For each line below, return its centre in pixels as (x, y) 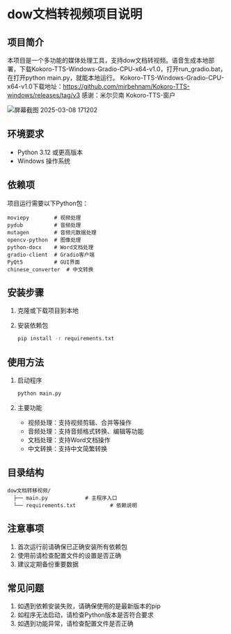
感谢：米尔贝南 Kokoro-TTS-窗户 (129, 95)
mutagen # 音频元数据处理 (52, 232)
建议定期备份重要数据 (48, 564)
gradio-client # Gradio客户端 (51, 255)
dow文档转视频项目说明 (75, 14)
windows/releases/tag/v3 (44, 95)
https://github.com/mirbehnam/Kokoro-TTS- (126, 86)
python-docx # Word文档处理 (50, 247)
